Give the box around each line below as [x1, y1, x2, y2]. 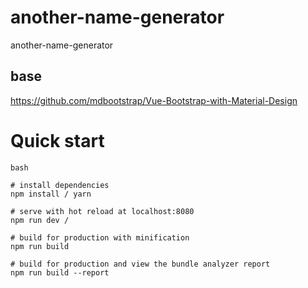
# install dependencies [10, 180, 110, 190]
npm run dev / [10, 215, 70, 225]
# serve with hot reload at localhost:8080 [10, 206, 195, 216]
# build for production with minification [10, 232, 190, 243]
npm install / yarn [10, 189, 92, 199]
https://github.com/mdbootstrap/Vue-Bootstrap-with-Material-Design [10, 94, 298, 106]
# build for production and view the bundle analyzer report [10, 259, 271, 269]
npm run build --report [10, 267, 110, 278]
